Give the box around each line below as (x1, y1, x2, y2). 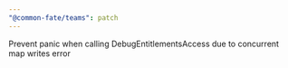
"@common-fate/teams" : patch (8, 13, 119, 23)
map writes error (8, 47, 72, 59)
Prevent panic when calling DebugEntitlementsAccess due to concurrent (8, 38, 280, 49)
